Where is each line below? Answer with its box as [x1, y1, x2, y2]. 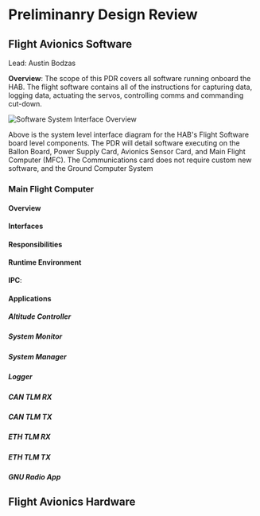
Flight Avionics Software [8, 37, 133, 51]
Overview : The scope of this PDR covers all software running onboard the [8, 74, 251, 83]
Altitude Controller [8, 312, 72, 321]
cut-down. [8, 99, 42, 108]
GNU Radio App [8, 472, 61, 482]
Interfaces [8, 221, 44, 231]
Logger [8, 372, 33, 382]
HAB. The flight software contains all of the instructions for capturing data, [8, 82, 253, 91]
